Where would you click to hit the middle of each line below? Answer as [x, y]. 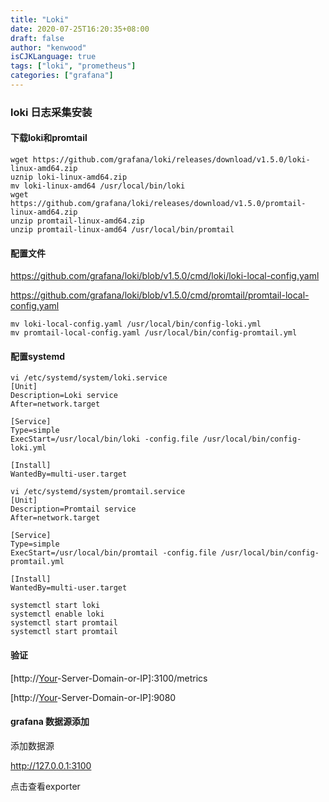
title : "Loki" [40, 19]
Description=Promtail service [73, 509]
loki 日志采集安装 [51, 112]
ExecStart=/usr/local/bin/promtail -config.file [113, 553]
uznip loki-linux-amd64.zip [69, 177]
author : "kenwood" [48, 47]
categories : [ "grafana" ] [62, 76]
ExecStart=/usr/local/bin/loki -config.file [104, 439]
